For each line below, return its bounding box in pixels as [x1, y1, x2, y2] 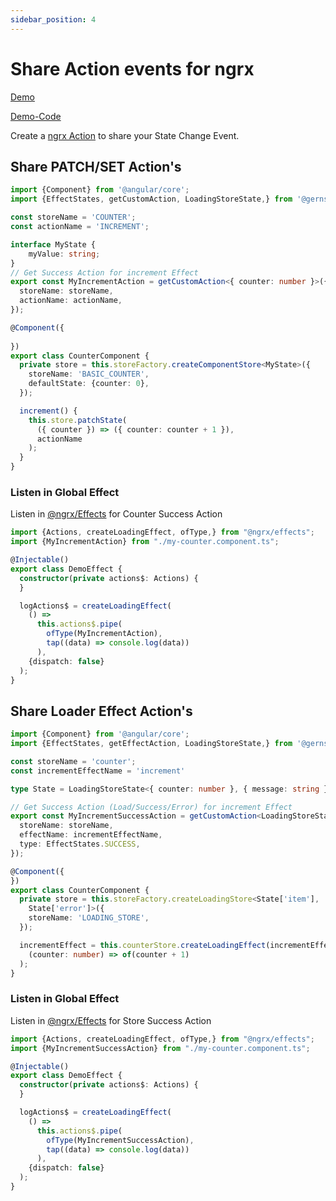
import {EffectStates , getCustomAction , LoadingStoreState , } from [10, 194, 293, 205]
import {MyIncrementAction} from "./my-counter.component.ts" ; [10, 537, 280, 547]
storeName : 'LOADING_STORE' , [28, 913, 150, 923]
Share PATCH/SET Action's [10, 158, 182, 175]
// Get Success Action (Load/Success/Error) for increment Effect [10, 802, 293, 812]
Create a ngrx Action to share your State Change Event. [10, 129, 240, 141]
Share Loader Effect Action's [10, 702, 193, 720]
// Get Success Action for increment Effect [10, 267, 199, 278]
